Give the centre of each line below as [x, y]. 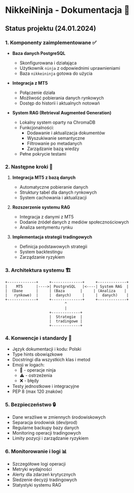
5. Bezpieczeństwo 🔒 [31, 404]
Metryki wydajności [32, 469]
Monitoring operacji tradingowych [47, 433]
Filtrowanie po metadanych [54, 143]
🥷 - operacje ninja [38, 370]
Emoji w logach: [28, 365]
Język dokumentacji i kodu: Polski [47, 349]
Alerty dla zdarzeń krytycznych [44, 475]
